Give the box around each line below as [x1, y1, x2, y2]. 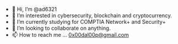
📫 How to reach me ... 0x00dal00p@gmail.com [11, 32, 129, 38]
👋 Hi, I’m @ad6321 [11, 6, 57, 12]
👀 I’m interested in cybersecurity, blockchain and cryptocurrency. [11, 12, 173, 19]
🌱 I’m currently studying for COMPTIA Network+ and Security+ [11, 18, 166, 25]
